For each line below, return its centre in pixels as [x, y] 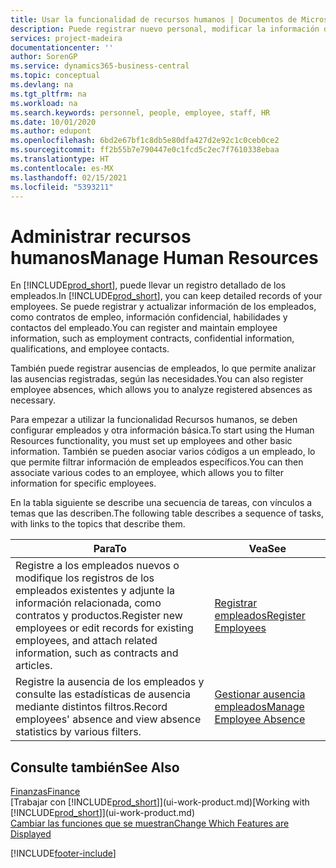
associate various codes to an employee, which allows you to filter [147, 473]
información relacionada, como [88, 603]
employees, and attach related [86, 641]
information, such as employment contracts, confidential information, [152, 338]
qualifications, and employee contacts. [90, 349]
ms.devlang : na [42, 85]
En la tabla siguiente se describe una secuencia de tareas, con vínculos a [161, 503]
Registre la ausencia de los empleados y [110, 682]
